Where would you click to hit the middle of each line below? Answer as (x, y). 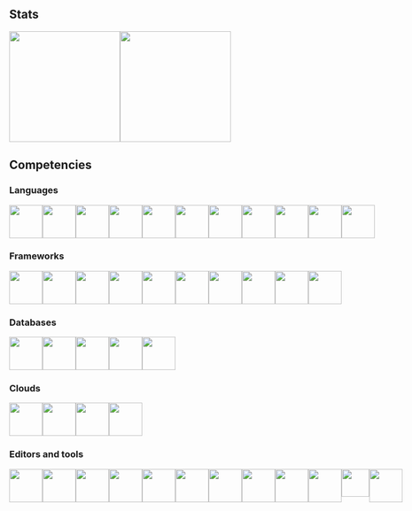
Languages (34, 190)
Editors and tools (47, 454)
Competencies (51, 165)
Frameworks (37, 256)
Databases (33, 322)
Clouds (25, 389)
